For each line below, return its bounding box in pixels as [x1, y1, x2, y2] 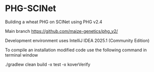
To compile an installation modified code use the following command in [5, 47, 147, 53]
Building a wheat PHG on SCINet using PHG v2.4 [5, 19, 103, 25]
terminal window [5, 52, 38, 58]
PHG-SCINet [5, 3, 57, 14]
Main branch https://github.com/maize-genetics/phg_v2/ [5, 28, 118, 34]
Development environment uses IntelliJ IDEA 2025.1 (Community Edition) [5, 37, 150, 43]
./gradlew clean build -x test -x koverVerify [5, 61, 91, 67]
